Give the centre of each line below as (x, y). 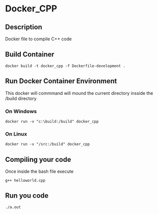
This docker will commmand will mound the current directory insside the (79, 93)
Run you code (27, 196)
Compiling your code (38, 159)
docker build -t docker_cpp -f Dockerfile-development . (65, 66)
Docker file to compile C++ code (39, 39)
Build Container (30, 54)
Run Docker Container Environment (61, 81)
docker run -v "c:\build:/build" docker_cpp (52, 121)
